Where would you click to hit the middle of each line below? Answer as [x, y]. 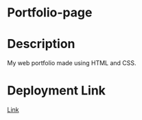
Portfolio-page [50, 13]
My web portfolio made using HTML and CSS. [72, 63]
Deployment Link [57, 91]
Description [41, 44]
